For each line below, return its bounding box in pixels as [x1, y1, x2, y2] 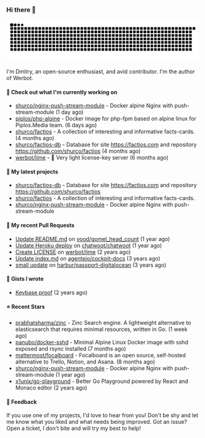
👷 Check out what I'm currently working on [6, 88, 117, 95]
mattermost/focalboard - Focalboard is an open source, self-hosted [15, 352, 186, 359]
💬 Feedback [6, 398, 37, 406]
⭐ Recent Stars [6, 303, 45, 311]
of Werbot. [6, 75, 34, 82]
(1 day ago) [55, 108, 84, 116]
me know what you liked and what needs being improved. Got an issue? [6, 418, 188, 426]
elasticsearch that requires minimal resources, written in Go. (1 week [15, 325, 188, 333]
